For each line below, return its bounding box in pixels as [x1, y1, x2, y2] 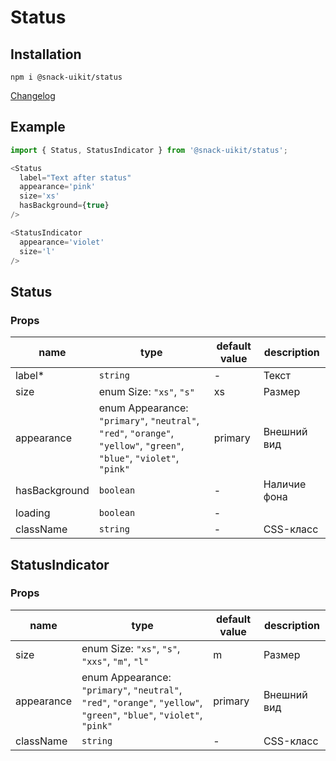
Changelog [10, 90, 56, 101]
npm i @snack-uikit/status [10, 72, 123, 82]
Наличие [263, 477, 307, 491]
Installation [10, 46, 82, 63]
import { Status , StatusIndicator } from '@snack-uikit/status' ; [10, 145, 288, 155]
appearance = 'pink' [19, 182, 97, 192]
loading [15, 506, 51, 520]
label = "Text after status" [19, 172, 132, 183]
